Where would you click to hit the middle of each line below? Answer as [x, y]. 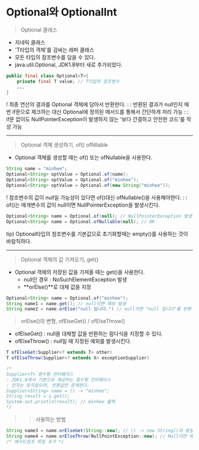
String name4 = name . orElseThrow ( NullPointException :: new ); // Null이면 [97, 436]
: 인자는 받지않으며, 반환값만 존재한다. [48, 385]
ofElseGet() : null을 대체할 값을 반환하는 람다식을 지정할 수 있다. [89, 334]
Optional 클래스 [39, 30]
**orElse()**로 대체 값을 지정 [57, 287]
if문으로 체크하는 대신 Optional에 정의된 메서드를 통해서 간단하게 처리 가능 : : [100, 112]
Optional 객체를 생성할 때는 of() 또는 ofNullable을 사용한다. [84, 157]
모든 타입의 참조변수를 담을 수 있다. [55, 57]
